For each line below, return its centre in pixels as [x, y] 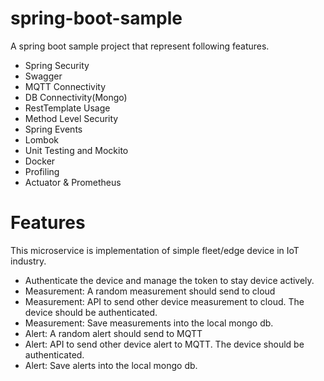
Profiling [42, 171]
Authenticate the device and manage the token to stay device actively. [169, 280]
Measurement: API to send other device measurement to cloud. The [164, 301]
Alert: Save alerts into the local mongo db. [111, 365]
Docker [40, 161]
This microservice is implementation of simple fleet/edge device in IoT [155, 250]
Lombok [42, 139]
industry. [28, 261]
